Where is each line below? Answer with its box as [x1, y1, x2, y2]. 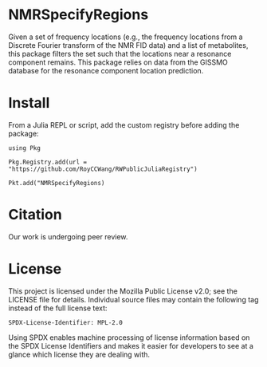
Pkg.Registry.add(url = [8, 158, 88, 166]
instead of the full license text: [8, 303, 108, 313]
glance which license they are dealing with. [8, 349, 150, 359]
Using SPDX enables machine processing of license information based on [8, 333, 250, 342]
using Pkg [8, 144, 41, 152]
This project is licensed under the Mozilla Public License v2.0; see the [8, 286, 238, 296]
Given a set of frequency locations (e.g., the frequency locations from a [8, 32, 243, 41]
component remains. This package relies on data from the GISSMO [8, 57, 229, 67]
